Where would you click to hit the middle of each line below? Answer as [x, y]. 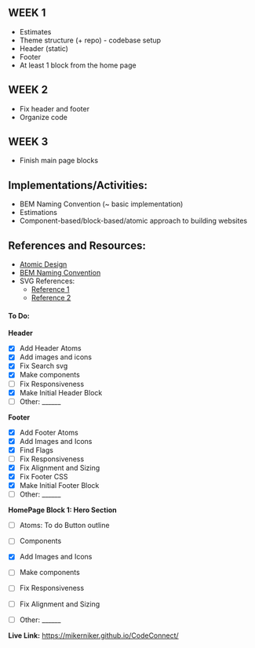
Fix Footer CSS [44, 477]
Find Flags [36, 450]
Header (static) [44, 48]
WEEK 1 [27, 13]
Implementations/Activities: [78, 185]
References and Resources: [77, 245]
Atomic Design [43, 264]
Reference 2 [51, 298]
